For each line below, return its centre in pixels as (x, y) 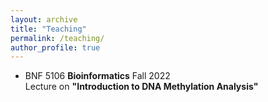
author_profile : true (55, 47)
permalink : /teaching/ (57, 38)
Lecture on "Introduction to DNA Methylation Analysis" (141, 87)
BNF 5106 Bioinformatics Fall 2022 (97, 76)
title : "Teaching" (48, 29)
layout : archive (44, 19)
